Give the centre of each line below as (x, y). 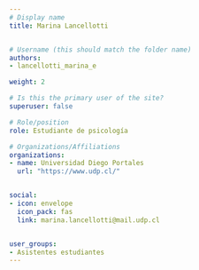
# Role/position (39, 122)
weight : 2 (27, 82)
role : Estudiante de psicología (69, 131)
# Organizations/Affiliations (65, 147)
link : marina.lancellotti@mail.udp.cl (89, 220)
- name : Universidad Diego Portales (77, 163)
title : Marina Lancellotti (59, 26)
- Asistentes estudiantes (57, 252)
